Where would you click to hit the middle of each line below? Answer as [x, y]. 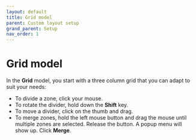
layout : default [26, 12]
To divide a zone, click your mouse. [59, 99]
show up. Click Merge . [43, 130]
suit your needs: [26, 87]
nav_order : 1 [23, 34]
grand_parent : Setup [32, 29]
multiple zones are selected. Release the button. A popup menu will [98, 124]
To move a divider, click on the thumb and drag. [74, 111]
